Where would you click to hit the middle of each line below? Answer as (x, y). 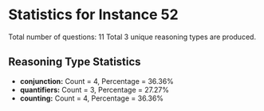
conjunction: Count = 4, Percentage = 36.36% (97, 81)
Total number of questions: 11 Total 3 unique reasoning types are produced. (132, 37)
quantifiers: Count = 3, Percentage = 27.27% (95, 89)
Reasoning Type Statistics (75, 62)
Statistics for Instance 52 (93, 15)
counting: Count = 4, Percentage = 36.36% (92, 98)
